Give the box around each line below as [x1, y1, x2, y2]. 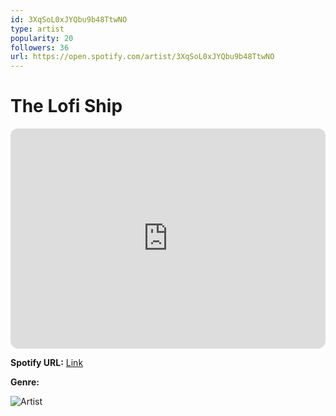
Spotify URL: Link [10, 357, 84, 369]
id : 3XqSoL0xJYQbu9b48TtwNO [10, 14, 128, 25]
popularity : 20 [10, 33, 74, 43]
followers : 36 [10, 42, 70, 53]
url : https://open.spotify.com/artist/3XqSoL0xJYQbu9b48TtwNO [10, 52, 275, 62]
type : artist [10, 24, 65, 34]
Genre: [10, 376, 40, 388]
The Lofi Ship [10, 95, 123, 118]
